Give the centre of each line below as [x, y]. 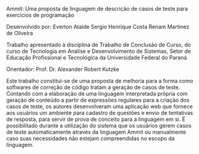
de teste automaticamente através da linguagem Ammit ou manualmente [96, 132]
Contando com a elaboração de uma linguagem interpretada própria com [97, 94]
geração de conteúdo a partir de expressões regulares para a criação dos [98, 100]
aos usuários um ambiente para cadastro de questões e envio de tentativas [100, 113]
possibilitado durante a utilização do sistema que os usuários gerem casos [99, 125]
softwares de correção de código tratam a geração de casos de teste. [93, 87]
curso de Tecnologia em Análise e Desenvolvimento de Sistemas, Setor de [99, 51]
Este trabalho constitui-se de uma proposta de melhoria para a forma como [100, 81]
